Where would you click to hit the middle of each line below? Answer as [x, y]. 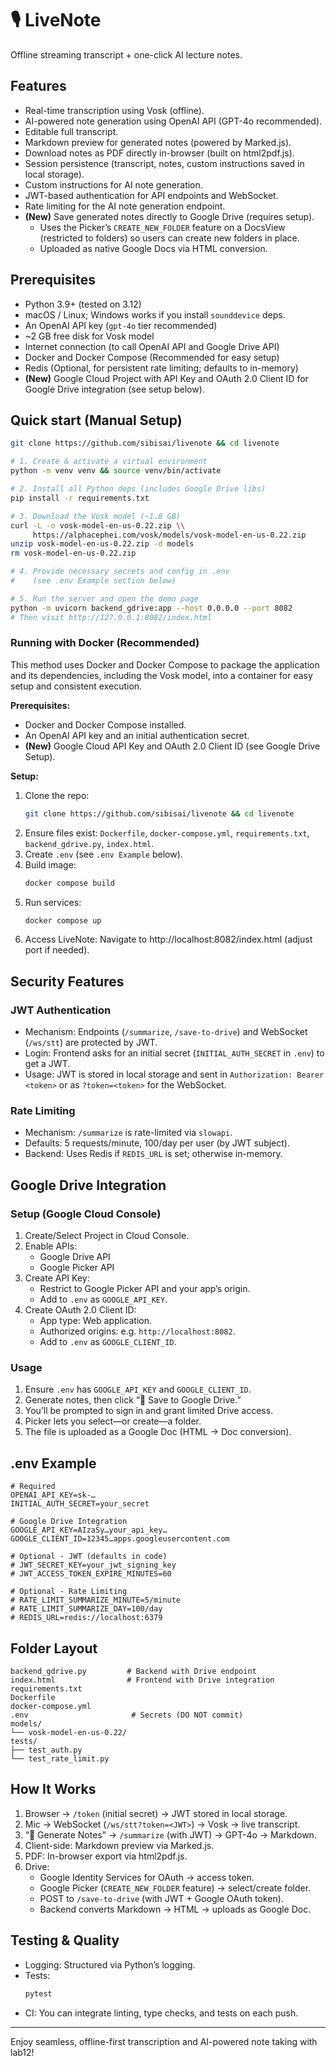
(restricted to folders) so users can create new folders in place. [169, 238]
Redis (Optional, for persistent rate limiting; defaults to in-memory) [161, 368]
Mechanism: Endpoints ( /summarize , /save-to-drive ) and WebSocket [166, 1032]
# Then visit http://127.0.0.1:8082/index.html [111, 617]
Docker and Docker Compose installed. [105, 724]
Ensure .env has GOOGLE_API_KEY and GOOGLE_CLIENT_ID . [138, 1389]
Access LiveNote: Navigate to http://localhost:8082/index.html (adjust [168, 939]
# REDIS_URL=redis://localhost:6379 [86, 1618]
